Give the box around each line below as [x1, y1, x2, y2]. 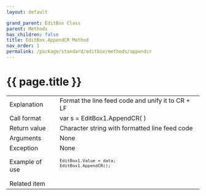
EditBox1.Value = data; [59, 157, 116, 164]
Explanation [9, 100, 44, 108]
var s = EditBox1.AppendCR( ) [59, 114, 147, 123]
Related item [9, 179, 46, 187]
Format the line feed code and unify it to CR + [59, 96, 191, 105]
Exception [9, 143, 39, 152]
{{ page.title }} [6, 75, 82, 89]
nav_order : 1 [6, 43, 40, 49]
